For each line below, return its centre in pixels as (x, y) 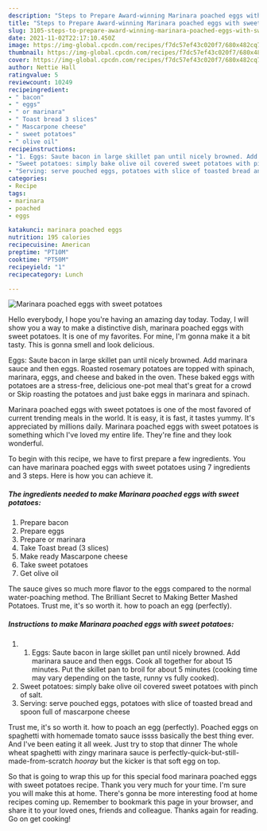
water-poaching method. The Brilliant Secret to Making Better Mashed (123, 598)
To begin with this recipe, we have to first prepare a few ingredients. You (127, 459)
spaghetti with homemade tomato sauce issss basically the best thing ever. (131, 736)
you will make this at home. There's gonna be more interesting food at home (133, 794)
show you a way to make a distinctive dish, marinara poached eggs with (126, 328)
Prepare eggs (42, 531)
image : (19, 45)
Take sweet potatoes (54, 565)
